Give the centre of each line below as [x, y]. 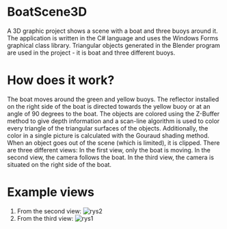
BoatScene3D [47, 12]
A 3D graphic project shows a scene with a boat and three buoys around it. [112, 31]
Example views [51, 192]
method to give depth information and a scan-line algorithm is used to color [113, 121]
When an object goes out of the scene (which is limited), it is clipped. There [113, 143]
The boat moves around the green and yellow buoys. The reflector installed [113, 99]
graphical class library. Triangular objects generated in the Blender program [114, 45]
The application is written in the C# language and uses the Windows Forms [113, 38]
